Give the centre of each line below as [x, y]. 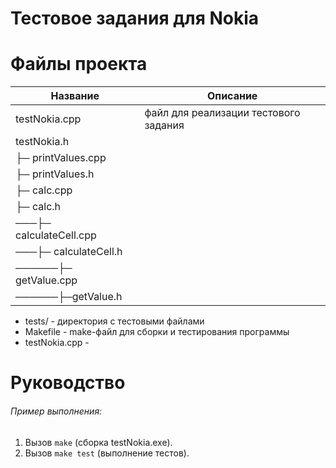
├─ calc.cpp [44, 190]
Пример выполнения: [56, 411]
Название [75, 96]
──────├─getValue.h [69, 297]
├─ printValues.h [55, 174]
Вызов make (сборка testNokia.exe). [98, 442]
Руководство [68, 383]
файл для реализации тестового [222, 113]
